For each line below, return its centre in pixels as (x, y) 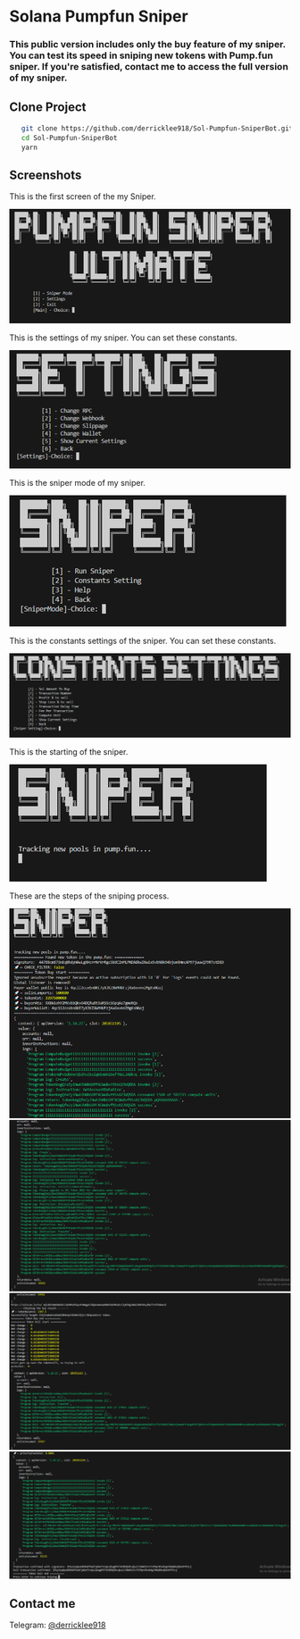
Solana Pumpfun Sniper (99, 17)
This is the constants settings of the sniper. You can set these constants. (143, 641)
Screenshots (46, 175)
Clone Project (48, 107)
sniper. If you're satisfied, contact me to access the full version (149, 67)
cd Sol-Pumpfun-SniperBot (69, 138)
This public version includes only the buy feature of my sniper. (147, 45)
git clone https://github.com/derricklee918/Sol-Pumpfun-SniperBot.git (157, 128)
